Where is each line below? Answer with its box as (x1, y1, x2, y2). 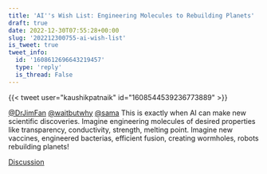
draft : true (8, 19, 48, 27)
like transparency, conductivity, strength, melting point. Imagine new (8, 125, 234, 134)
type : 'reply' (15, 64, 62, 72)
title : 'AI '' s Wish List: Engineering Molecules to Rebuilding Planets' (8, 11, 255, 20)
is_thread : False (15, 71, 73, 79)
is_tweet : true (8, 41, 59, 49)
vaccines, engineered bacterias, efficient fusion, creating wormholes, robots (8, 133, 259, 143)
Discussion (8, 157, 45, 167)
